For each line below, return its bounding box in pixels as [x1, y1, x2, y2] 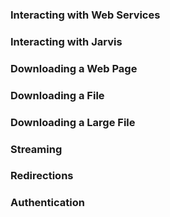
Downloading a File [10, 88, 105, 102]
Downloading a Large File [10, 115, 136, 129]
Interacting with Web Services [10, 8, 161, 22]
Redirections [10, 169, 74, 183]
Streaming [10, 142, 63, 156]
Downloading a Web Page [10, 61, 138, 75]
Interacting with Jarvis [10, 34, 123, 48]
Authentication [10, 196, 85, 210]
